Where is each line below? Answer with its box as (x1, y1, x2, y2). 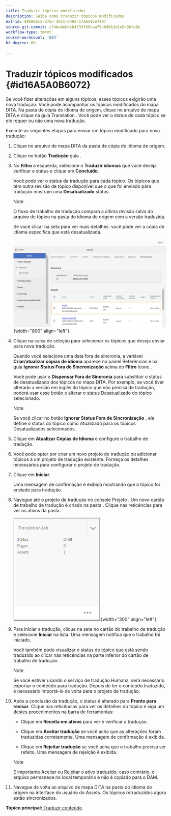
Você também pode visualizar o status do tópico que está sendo (13, 647, 149, 653)
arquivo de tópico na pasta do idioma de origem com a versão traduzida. (13, 214, 166, 220)
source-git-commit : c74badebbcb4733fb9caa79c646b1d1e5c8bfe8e (6, 24, 140, 30)
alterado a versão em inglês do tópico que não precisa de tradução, (13, 385, 156, 391)
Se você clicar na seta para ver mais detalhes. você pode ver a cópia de (13, 223, 165, 229)
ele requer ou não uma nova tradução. (6, 118, 86, 124)
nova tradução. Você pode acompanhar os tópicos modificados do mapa (6, 101, 159, 107)
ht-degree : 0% (6, 41, 36, 46)
